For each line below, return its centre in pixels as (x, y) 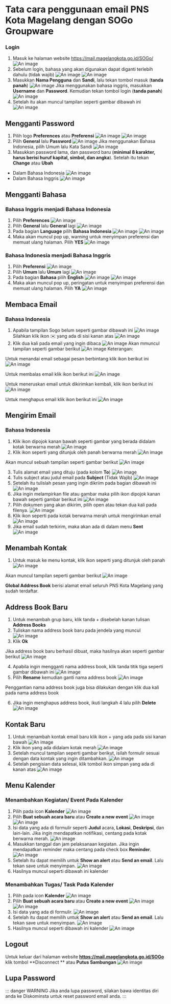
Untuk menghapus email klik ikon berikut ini (51, 399)
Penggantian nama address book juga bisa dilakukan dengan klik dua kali (82, 687)
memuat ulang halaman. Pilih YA (47, 289)
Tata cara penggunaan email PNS (77, 9)
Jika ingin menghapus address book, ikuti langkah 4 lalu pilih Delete (84, 703)
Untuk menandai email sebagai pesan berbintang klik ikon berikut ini (77, 358)
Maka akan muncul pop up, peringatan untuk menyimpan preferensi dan (89, 283)
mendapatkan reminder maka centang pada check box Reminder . (82, 849)
